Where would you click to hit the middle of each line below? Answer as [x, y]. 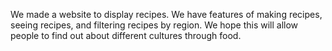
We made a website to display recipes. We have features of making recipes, [166, 14]
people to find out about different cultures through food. [126, 35]
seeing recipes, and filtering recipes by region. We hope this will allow [154, 25]
